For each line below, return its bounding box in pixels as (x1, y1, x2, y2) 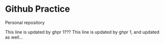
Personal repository (5, 20, 45, 25)
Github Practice (5, 3, 70, 15)
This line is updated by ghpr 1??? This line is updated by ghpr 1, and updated (5, 29, 160, 35)
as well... (5, 34, 23, 40)
